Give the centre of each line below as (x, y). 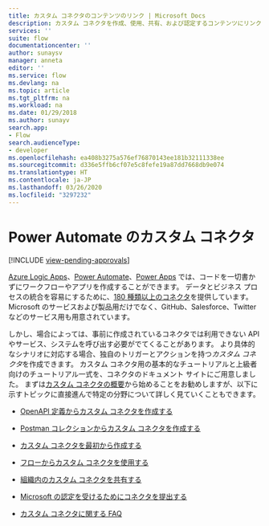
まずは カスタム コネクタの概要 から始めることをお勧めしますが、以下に (141, 384)
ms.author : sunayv (39, 120)
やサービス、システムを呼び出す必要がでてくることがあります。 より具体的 (132, 344)
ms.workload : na (35, 105)
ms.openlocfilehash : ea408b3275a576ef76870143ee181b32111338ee (116, 157)
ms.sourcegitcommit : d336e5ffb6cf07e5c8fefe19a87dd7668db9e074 (116, 165)
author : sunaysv (35, 53)
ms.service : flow (37, 75)
